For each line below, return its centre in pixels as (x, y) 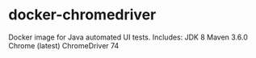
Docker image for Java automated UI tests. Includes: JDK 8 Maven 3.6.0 (128, 37)
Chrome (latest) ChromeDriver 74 (64, 45)
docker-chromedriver (82, 15)
